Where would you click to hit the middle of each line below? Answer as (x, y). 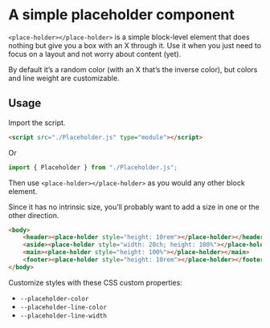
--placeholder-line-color (63, 307)
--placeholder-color (54, 298)
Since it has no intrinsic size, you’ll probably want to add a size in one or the (134, 207)
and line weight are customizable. (64, 78)
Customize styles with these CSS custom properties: (95, 282)
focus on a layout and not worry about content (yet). (95, 54)
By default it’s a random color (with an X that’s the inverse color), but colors (133, 69)
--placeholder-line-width (63, 316)
